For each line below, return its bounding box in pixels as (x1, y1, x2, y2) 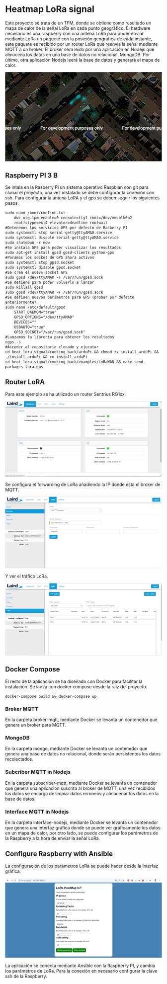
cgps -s (5, 339, 21, 344)
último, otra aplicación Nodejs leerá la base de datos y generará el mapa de (5, 57, 160, 63)
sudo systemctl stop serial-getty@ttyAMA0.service (5, 230, 112, 235)
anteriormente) (5, 300, 37, 305)
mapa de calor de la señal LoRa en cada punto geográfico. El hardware (5, 25, 151, 31)
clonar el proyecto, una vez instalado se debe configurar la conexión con (5, 189, 155, 195)
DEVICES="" (14, 320, 37, 325)
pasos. (5, 200, 19, 206)
